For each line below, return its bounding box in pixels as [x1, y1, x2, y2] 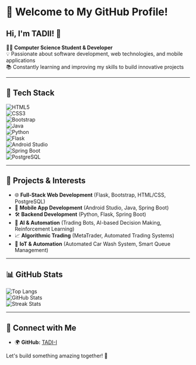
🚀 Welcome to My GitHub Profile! [6, 5, 168, 19]
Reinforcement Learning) [14, 225, 75, 232]
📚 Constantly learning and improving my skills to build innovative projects [6, 64, 184, 70]
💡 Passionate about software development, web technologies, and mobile [6, 50, 183, 57]
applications [6, 57, 36, 64]
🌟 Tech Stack [6, 88, 55, 98]
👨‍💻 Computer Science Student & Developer [6, 44, 113, 51]
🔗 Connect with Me [6, 323, 77, 333]
